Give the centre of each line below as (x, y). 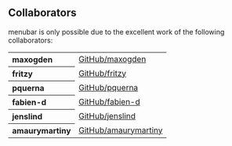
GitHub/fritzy (102, 73)
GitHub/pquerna (108, 87)
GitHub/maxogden (112, 60)
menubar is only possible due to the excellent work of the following (116, 31)
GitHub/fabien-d (109, 101)
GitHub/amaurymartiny (120, 130)
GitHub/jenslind (107, 115)
